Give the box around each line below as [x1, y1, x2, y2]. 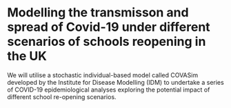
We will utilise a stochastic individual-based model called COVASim [7, 70, 199, 79]
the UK [7, 49, 47, 64]
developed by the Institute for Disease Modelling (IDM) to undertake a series [7, 78, 224, 86]
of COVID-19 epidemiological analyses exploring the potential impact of [7, 85, 210, 94]
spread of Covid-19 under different [7, 19, 210, 35]
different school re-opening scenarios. [7, 92, 117, 100]
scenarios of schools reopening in [7, 34, 206, 49]
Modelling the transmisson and [7, 5, 189, 21]
